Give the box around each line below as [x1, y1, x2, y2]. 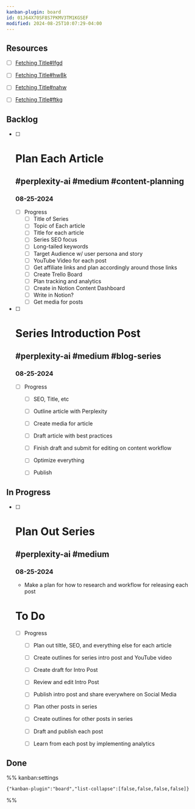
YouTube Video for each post [33, 256, 107, 264]
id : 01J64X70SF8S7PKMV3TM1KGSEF [6, 15, 88, 21]
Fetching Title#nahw [15, 84, 67, 91]
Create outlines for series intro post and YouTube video [33, 654, 172, 662]
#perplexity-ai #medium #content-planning [15, 176, 185, 187]
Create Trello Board [33, 270, 83, 278]
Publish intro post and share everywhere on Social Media [33, 691, 177, 698]
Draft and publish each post [33, 728, 104, 735]
